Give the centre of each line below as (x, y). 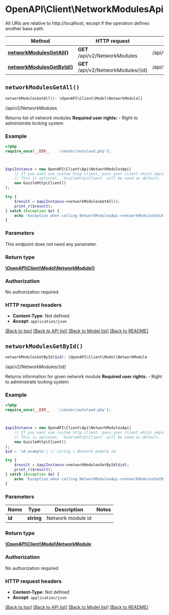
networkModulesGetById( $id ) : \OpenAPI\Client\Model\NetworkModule (76, 357)
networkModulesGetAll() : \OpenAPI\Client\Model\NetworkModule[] (74, 98)
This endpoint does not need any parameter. (51, 244)
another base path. (25, 28)
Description (69, 510)
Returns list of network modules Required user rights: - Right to (72, 118)
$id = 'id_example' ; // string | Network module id (60, 451)
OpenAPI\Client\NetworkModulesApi (84, 9)
